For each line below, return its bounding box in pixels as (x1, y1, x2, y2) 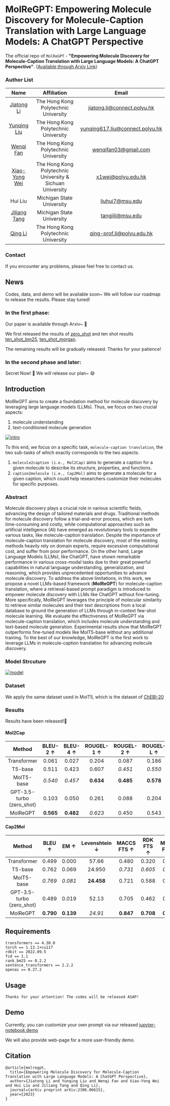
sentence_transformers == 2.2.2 (5, 963, 73, 968)
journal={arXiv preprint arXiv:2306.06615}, (10, 1087, 105, 1092)
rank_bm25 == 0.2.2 (5, 958, 47, 963)
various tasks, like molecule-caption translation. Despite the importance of (5, 532, 161, 538)
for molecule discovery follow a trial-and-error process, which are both (5, 516, 153, 522)
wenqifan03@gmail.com (92, 146, 151, 153)
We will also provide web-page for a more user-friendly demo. (5, 1037, 135, 1043)
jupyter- (139, 1022, 156, 1028)
